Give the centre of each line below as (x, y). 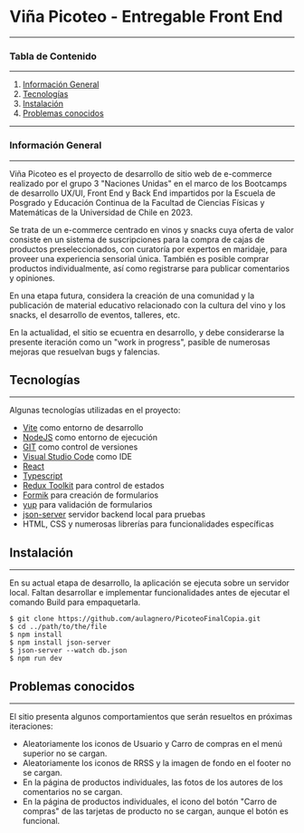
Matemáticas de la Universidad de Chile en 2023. (101, 212)
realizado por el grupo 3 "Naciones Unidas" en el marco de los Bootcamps (148, 183)
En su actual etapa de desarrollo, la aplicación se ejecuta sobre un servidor (149, 583)
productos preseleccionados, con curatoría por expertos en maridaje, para (148, 249)
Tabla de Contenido (53, 56)
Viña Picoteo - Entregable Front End (146, 17)
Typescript (43, 476)
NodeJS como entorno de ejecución (90, 438)
